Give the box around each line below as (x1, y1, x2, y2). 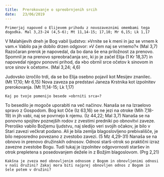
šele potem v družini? (5, 167, 51, 172)
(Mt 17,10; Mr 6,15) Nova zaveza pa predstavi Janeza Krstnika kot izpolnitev (5, 79, 156, 85)
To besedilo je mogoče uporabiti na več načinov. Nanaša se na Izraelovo (5, 102, 151, 108)
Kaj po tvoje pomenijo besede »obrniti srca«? (5, 94, 102, 99)
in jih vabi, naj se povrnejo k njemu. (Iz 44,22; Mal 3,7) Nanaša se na (12, 112, 150, 118)
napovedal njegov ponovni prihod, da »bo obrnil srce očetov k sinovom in (5, 59, 153, 65)
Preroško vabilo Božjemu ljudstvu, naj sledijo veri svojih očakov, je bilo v (5, 123, 151, 129)
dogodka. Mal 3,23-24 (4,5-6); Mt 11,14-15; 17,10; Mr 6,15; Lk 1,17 (5, 29, 150, 34)
